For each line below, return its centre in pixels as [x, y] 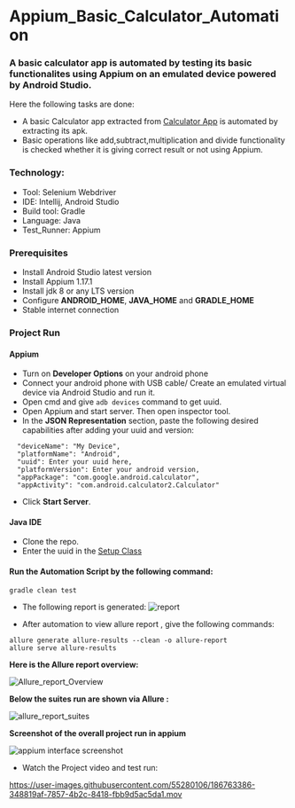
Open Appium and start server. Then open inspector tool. [126, 412]
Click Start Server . [56, 502]
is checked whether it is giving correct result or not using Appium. [142, 150]
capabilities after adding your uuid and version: [108, 430]
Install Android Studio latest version [87, 272]
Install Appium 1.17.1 [57, 282]
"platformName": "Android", [69, 454]
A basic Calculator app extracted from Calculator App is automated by [150, 122]
